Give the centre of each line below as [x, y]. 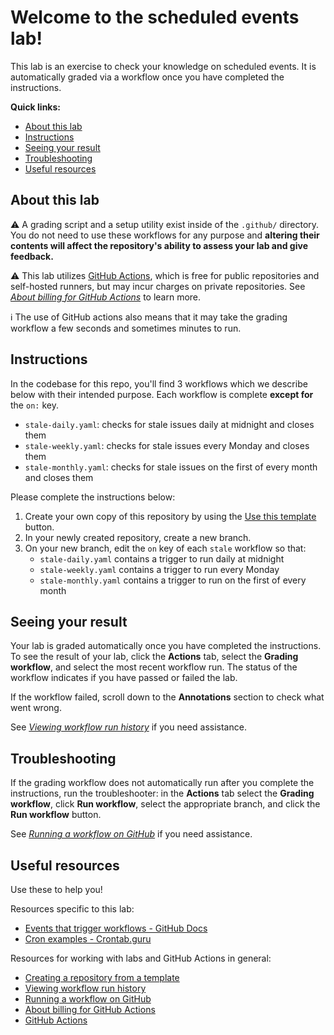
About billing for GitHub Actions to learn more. [106, 297]
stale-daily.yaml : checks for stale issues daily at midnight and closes [169, 424]
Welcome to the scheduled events [155, 17]
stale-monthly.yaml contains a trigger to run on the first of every [173, 580]
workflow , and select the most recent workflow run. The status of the [154, 667]
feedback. [32, 256]
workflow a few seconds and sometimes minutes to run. [126, 328]
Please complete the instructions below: [93, 497]
